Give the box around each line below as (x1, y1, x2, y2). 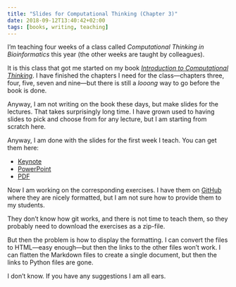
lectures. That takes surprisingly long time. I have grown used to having (7, 107, 215, 116)
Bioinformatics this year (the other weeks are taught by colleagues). (7, 50, 205, 59)
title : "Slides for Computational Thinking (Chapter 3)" (7, 10, 178, 18)
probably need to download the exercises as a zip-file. (7, 222, 166, 231)
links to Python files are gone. (7, 258, 94, 267)
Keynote (17, 157, 42, 166)
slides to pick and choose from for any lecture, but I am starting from (7, 115, 207, 123)
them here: (7, 144, 39, 152)
